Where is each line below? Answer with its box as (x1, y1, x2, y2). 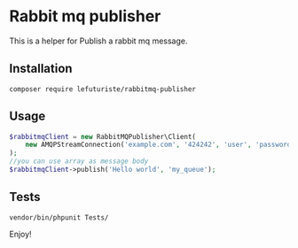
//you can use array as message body (9, 157, 149, 166)
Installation (9, 61, 73, 76)
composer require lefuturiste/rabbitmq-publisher (9, 84, 197, 94)
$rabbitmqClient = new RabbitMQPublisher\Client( (9, 132, 197, 141)
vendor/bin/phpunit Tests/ (9, 213, 109, 222)
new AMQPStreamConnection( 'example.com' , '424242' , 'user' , (25, 140, 252, 150)
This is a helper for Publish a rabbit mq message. (9, 35, 188, 46)
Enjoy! (9, 229, 33, 239)
